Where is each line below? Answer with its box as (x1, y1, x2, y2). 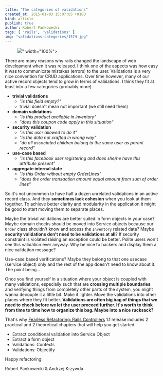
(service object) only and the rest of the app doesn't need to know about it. (5, 261, 156, 267)
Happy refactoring (5, 356, 42, 362)
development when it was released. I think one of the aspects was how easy (5, 63, 158, 69)
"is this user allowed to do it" (19, 129, 77, 135)
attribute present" (19, 160, 55, 166)
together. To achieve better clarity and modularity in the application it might (5, 201, 156, 207)
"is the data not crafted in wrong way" (19, 135, 96, 140)
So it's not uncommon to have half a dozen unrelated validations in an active (5, 191, 158, 197)
